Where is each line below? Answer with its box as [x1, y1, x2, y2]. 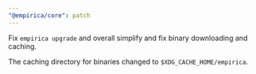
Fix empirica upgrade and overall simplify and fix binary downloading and [8, 33, 248, 43]
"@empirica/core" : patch [8, 11, 91, 20]
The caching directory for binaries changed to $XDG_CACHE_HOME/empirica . [8, 57, 249, 66]
